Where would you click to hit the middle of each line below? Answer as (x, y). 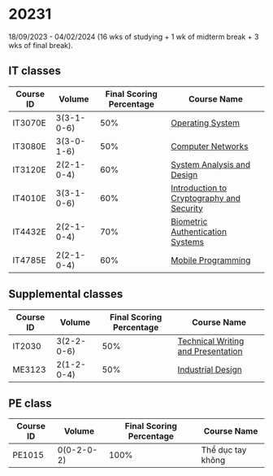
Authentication (199, 231)
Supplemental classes (66, 294)
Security (186, 208)
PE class (30, 403)
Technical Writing (211, 341)
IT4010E (29, 198)
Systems (187, 242)
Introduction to (199, 188)
